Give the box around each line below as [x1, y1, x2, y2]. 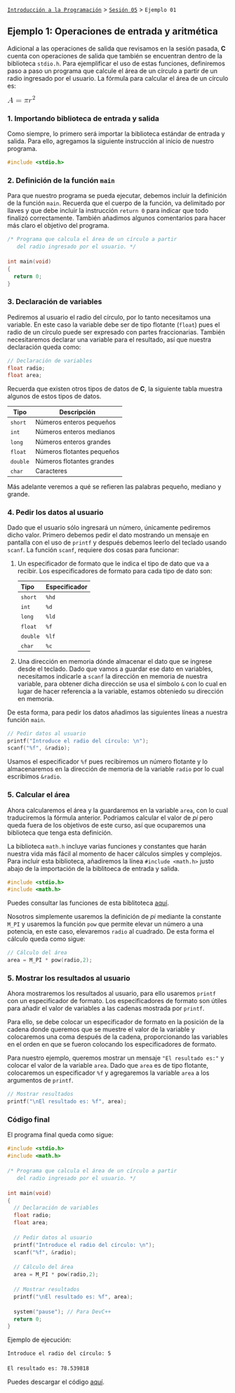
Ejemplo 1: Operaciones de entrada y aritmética [7, 25, 219, 37]
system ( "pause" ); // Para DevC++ [13, 1308, 112, 1315]
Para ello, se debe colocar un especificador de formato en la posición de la [7, 1018, 224, 1026]
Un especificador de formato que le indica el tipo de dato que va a [17, 559, 209, 568]
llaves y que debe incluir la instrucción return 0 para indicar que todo [7, 207, 209, 215]
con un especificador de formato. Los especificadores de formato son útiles [7, 997, 227, 1005]
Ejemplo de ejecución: [7, 1335, 72, 1344]
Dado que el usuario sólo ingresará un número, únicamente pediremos [7, 523, 211, 532]
